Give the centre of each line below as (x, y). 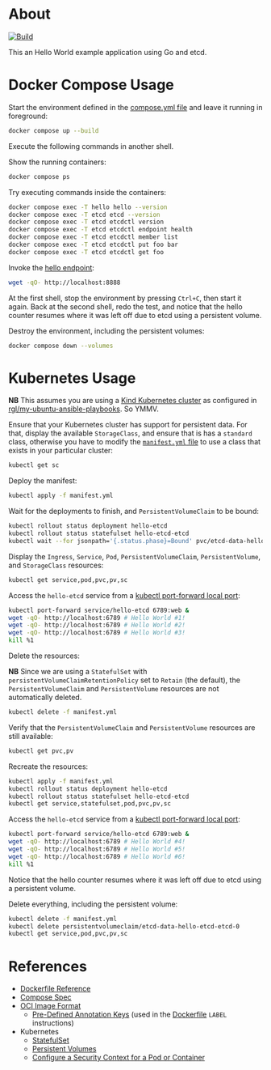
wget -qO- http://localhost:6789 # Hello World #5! (97, 849)
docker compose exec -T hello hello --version (88, 207)
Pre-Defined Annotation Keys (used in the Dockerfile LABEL (129, 1015)
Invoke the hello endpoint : (52, 267)
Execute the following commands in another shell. (91, 146)
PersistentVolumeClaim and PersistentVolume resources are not (114, 689)
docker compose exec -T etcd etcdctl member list (94, 237)
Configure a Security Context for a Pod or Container (119, 1058)
